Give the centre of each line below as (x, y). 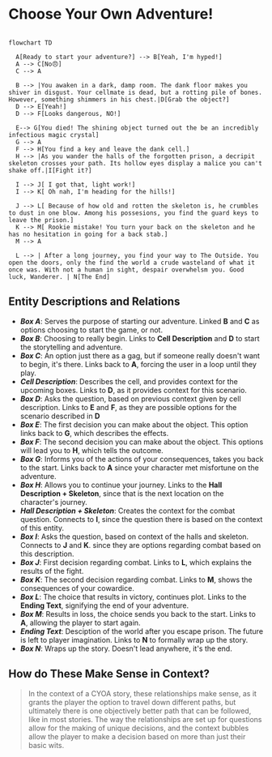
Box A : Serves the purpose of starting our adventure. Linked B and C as (140, 321)
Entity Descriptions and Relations (94, 302)
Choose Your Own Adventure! (111, 14)
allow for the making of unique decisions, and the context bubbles (138, 728)
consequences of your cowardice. (77, 588)
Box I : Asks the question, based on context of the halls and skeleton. (134, 537)
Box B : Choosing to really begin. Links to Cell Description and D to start (140, 338)
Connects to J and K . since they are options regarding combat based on (140, 545)
